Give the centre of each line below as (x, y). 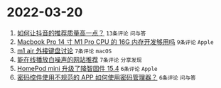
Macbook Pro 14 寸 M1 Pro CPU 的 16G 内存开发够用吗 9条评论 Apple (115, 42)
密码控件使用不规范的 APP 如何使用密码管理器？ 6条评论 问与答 (106, 77)
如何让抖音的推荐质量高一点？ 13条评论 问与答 (81, 33)
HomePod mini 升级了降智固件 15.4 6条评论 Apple (87, 68)
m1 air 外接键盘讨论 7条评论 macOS (64, 50)
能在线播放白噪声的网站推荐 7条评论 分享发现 (80, 59)
